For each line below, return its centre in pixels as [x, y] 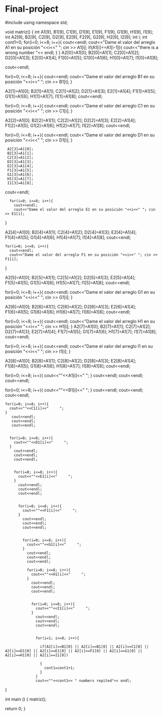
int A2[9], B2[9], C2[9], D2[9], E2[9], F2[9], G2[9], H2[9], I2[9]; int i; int [76, 37]
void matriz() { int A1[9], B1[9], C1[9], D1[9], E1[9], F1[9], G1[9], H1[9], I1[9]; [79, 32]
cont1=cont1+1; [60, 668]
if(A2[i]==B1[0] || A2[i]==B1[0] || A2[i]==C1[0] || [94, 646]
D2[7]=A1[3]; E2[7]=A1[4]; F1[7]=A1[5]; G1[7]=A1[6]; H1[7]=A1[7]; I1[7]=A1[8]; [81, 331]
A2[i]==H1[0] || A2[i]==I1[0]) [37, 655]
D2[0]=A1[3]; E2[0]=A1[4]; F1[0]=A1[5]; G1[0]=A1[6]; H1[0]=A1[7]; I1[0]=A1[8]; [82, 57]
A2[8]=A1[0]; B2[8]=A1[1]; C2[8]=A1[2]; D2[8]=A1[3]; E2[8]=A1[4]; [71, 360]
